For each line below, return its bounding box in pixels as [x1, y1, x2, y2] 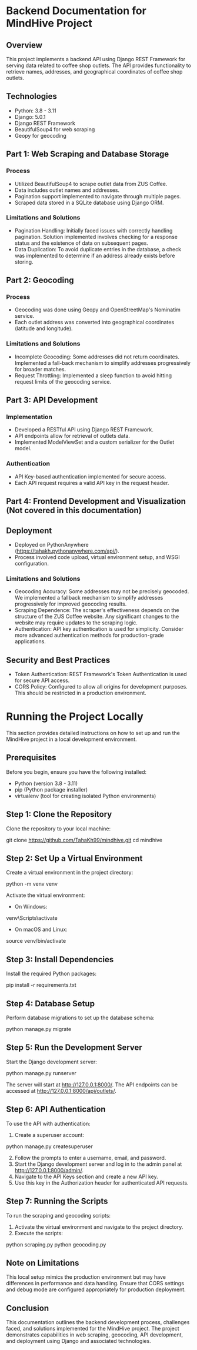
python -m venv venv [6, 880, 58, 887]
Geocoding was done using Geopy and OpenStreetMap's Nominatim [14, 306, 181, 313]
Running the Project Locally [6, 710, 144, 723]
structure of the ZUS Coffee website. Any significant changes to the [14, 613, 179, 620]
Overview [6, 40, 43, 50]
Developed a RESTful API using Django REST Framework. [14, 426, 154, 433]
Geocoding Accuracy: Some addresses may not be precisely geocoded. [14, 588, 189, 595]
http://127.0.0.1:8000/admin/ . [14, 1166, 84, 1173]
